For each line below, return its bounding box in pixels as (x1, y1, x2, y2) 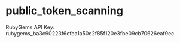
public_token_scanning (5, 4, 124, 18)
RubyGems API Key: (5, 24, 55, 31)
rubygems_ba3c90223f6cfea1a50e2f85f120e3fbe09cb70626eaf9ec (5, 29, 175, 37)
